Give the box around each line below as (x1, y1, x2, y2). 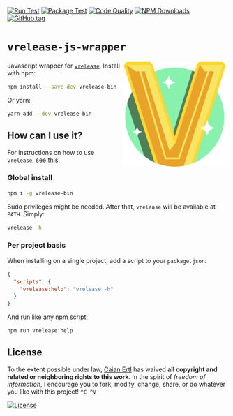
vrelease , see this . (7, 156, 61, 164)
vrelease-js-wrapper (7, 40, 127, 54)
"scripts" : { (13, 278, 52, 285)
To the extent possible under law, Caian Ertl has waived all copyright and (7, 365, 218, 373)
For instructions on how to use (7, 148, 95, 156)
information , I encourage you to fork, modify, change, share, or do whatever (7, 380, 226, 388)
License (7, 346, 43, 359)
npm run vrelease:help (7, 327, 73, 334)
